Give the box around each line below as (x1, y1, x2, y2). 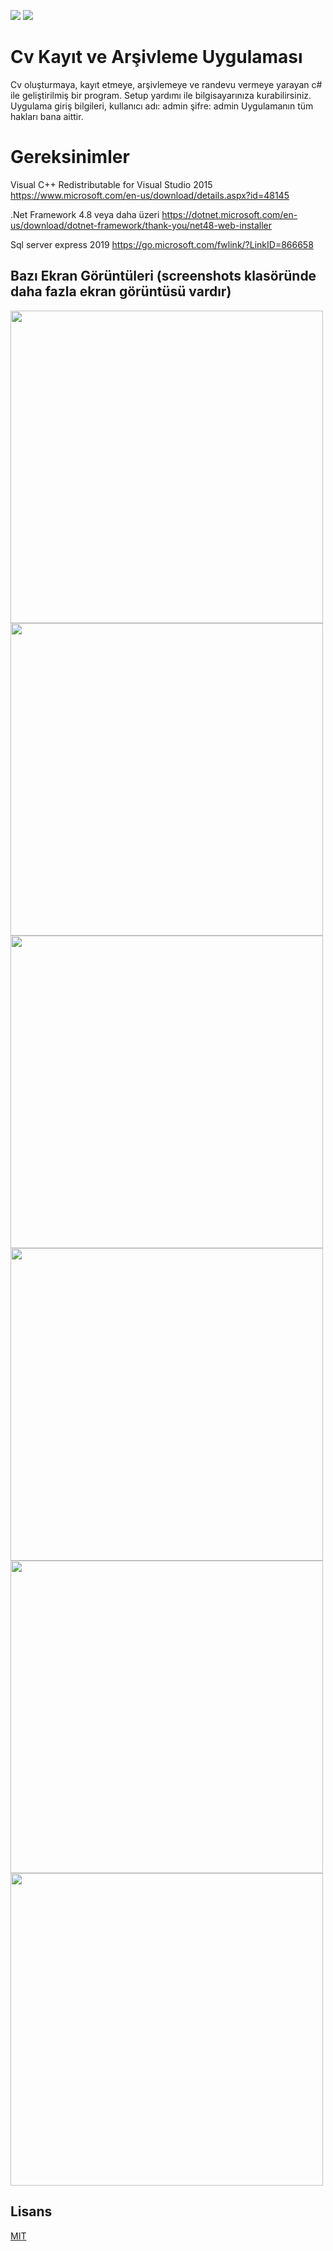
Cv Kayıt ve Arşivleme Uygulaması (10, 46, 303, 69)
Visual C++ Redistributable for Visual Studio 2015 (10, 178, 213, 190)
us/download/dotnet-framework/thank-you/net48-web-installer (10, 219, 273, 231)
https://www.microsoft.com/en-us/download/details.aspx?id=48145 (10, 189, 290, 201)
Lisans (10, 2203, 53, 2220)
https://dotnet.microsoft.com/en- (161, 208, 298, 220)
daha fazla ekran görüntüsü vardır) (10, 283, 232, 300)
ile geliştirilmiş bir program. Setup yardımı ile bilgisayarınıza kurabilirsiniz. (10, 89, 312, 101)
